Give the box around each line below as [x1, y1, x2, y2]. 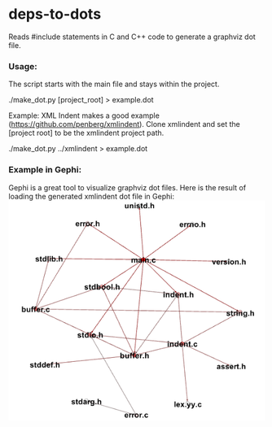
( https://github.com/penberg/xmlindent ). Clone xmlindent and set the [8, 120, 240, 129]
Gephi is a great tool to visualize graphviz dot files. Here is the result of [8, 182, 247, 192]
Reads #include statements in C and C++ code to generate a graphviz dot [8, 32, 257, 41]
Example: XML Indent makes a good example [8, 111, 160, 120]
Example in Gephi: [8, 164, 82, 176]
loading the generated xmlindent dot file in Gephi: [8, 191, 175, 201]
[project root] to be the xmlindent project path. [8, 128, 165, 138]
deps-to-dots [8, 5, 102, 24]
